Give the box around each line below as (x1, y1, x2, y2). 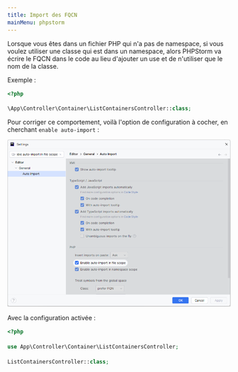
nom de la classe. (7, 62, 59, 70)
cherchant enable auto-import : (7, 125, 100, 134)
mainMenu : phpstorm (7, 18, 65, 26)
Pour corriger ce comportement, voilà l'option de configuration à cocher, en (7, 118, 228, 127)
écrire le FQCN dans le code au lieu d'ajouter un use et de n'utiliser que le (7, 54, 223, 63)
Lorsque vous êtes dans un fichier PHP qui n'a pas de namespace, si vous (7, 39, 225, 47)
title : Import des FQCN (7, 11, 78, 18)
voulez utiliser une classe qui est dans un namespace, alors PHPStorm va (7, 47, 222, 55)
